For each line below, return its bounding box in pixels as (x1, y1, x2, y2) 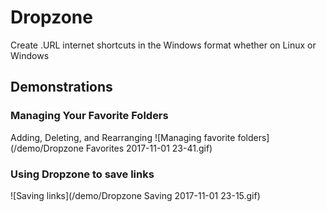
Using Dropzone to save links (10, 167, 155, 181)
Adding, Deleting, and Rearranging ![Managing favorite (10, 131, 236, 143)
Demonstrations (10, 79, 113, 96)
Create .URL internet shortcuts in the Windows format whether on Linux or (10, 39, 317, 51)
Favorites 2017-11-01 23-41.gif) (85, 142, 213, 154)
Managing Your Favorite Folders (10, 109, 169, 123)
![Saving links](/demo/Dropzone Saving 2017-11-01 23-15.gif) (10, 189, 261, 201)
